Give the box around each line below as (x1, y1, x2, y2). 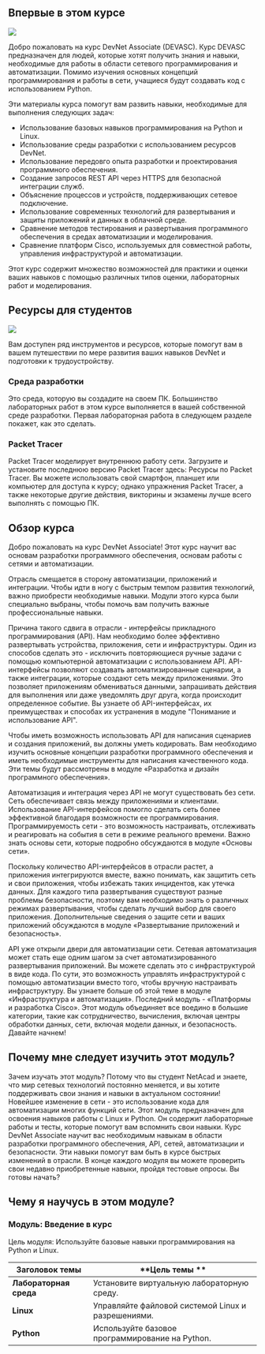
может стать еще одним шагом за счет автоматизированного (8, 952, 217, 962)
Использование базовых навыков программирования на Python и (19, 122, 243, 133)
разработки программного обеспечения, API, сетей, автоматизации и (8, 1139, 244, 1148)
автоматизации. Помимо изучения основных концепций (8, 67, 199, 77)
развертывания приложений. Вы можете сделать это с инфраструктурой (8, 961, 256, 971)
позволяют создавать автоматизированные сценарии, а (50, 665, 242, 675)
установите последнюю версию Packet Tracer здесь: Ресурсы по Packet (8, 465, 252, 474)
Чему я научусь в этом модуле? (8, 1195, 175, 1209)
